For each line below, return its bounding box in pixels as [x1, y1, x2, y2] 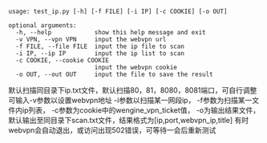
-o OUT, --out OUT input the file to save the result [15, 70, 214, 78]
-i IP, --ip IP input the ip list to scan [15, 50, 184, 58]
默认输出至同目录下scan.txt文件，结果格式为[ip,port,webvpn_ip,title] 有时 [8, 116, 249, 125]
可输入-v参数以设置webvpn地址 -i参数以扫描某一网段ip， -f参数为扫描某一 [8, 96, 253, 105]
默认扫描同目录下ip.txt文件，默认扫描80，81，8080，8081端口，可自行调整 [8, 85, 257, 95]
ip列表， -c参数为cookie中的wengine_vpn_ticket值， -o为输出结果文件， [22, 105, 261, 115]
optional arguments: [8, 22, 78, 30]
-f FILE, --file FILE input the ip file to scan [15, 42, 184, 50]
